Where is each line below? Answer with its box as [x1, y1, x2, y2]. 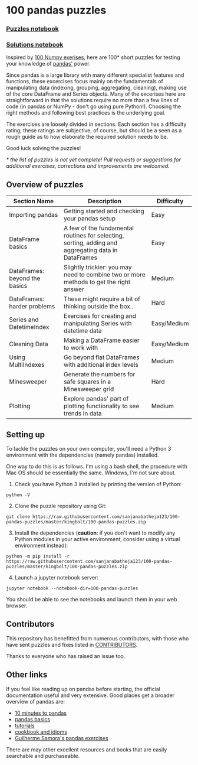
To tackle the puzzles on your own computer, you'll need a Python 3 [6, 445, 171, 453]
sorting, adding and [64, 239, 118, 247]
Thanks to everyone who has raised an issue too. [6, 652, 126, 659]
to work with [64, 344, 98, 352]
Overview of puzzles [6, 180, 84, 190]
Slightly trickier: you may [64, 263, 132, 272]
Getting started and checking [64, 207, 144, 216]
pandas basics [14, 715, 51, 722]
